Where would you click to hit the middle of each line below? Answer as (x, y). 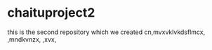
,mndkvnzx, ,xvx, (32, 39)
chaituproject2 (51, 13)
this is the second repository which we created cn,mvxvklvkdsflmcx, (106, 32)
